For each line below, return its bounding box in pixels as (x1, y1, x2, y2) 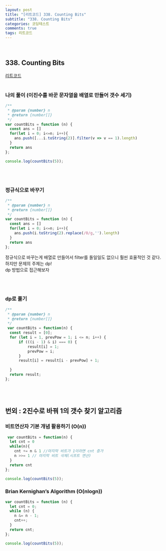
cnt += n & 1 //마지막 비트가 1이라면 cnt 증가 (14, 449, 103, 454)
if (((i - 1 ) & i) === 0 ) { (18, 339, 77, 345)
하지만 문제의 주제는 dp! (5, 260, 52, 266)
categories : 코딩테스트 (5, 21, 49, 26)
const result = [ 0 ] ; (9, 330, 52, 335)
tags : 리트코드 (5, 30, 32, 35)
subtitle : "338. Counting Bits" (5, 16, 72, 21)
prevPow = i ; (27, 349, 55, 354)
